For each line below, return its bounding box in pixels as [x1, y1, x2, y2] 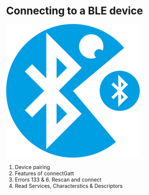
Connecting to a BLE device [6, 4, 143, 18]
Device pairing [14, 163, 50, 170]
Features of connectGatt [14, 170, 74, 177]
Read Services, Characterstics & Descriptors [14, 182, 123, 189]
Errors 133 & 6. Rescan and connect [14, 176, 102, 183]
